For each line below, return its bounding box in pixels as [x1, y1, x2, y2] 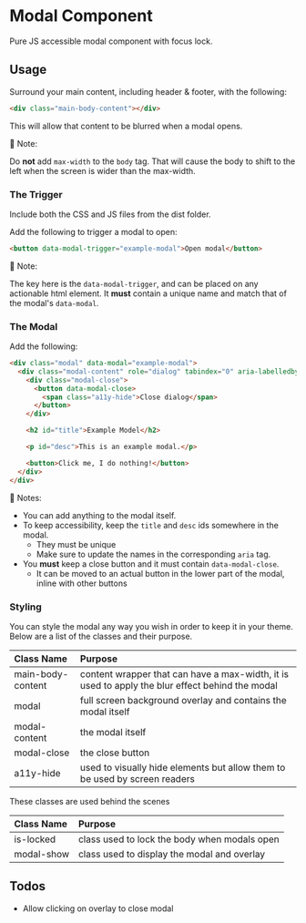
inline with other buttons [36, 578, 127, 589]
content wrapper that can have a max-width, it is [80, 667, 290, 680]
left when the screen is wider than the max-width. [9, 165, 196, 176]
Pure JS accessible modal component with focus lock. [9, 36, 213, 46]
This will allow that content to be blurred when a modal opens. [9, 120, 243, 131]
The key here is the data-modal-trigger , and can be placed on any [9, 278, 259, 289]
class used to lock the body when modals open [77, 833, 280, 846]
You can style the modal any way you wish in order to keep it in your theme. [9, 620, 294, 631]
